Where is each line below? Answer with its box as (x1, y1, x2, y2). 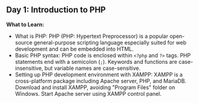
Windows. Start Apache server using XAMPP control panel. (14, 90, 162, 97)
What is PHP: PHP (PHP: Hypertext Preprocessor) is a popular (14, 33, 168, 40)
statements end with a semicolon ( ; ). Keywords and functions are (14, 58, 177, 65)
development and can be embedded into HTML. (14, 45, 134, 52)
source (14, 39, 33, 46)
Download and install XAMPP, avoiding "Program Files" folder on (14, 84, 176, 91)
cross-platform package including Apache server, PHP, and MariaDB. (14, 77, 186, 84)
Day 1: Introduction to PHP (6, 5, 106, 15)
